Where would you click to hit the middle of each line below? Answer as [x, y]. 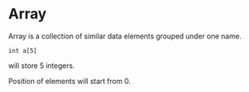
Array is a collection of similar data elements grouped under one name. [125, 36]
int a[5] [23, 50]
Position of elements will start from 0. [70, 81]
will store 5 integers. [41, 66]
